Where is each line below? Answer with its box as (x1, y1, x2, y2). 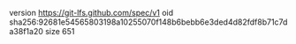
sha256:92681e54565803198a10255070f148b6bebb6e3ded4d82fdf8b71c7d (9, 17, 288, 27)
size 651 (45, 26, 75, 36)
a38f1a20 (9, 26, 44, 36)
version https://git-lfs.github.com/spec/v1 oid (9, 8, 174, 18)
